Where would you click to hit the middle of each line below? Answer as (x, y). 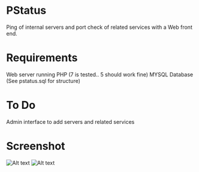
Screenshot (36, 146)
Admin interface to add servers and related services (70, 121)
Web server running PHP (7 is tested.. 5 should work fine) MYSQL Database (100, 74)
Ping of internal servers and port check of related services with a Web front (99, 27)
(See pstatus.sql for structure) (43, 81)
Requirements (42, 58)
